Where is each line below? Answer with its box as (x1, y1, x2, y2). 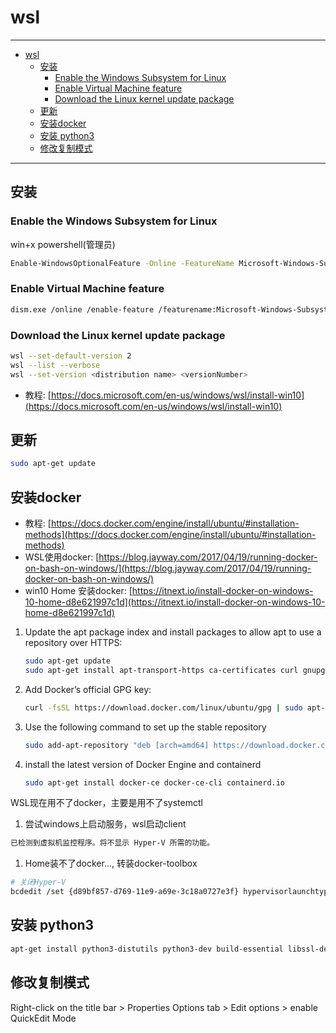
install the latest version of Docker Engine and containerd (24, 758, 262, 770)
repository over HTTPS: (24, 637, 123, 649)
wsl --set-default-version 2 (10, 351, 132, 361)
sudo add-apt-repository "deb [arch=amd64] (24, 740, 210, 750)
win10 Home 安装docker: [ (24, 585, 133, 597)
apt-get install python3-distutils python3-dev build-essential (10, 944, 284, 954)
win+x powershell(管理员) (10, 238, 116, 250)
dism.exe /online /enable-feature (10, 304, 155, 315)
